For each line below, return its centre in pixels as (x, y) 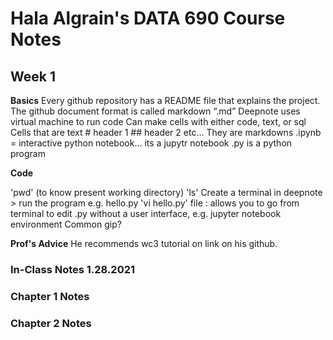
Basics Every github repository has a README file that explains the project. (165, 100)
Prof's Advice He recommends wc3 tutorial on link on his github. (144, 243)
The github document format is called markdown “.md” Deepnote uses (155, 111)
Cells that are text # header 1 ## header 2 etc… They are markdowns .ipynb (166, 132)
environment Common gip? (66, 224)
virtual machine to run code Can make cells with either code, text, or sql (158, 121)
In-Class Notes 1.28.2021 (73, 269)
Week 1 (33, 76)
